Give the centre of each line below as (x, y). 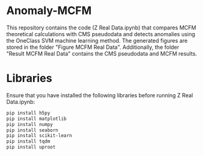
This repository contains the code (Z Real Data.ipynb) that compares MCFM (101, 28)
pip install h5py (28, 113)
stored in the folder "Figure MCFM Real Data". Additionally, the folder (93, 47)
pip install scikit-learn (39, 136)
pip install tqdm (28, 141)
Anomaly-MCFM (49, 11)
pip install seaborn (33, 130)
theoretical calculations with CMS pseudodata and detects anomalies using (101, 34)
